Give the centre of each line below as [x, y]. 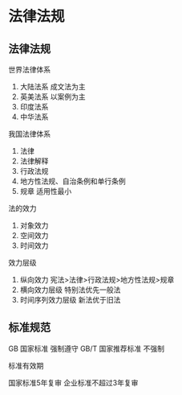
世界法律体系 [29, 70]
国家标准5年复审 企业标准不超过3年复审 [73, 382]
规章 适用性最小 [46, 191]
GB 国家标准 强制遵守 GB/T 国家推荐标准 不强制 [86, 348]
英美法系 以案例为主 [53, 97]
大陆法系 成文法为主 [53, 86]
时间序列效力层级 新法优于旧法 [70, 300]
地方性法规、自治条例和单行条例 [73, 181]
